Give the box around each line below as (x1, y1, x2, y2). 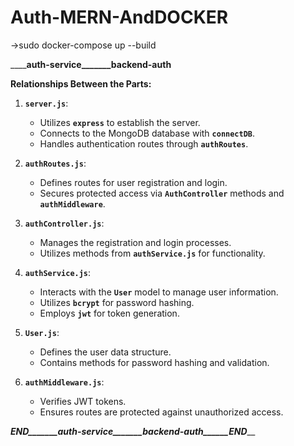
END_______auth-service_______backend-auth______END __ (10, 425, 256, 437)
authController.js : (24, 217, 105, 229)
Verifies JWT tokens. (39, 395, 127, 407)
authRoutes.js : (24, 157, 87, 169)
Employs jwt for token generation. (39, 307, 180, 319)
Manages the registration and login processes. (39, 236, 232, 248)
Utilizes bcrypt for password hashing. (39, 296, 195, 308)
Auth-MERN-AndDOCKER (10, 6, 229, 29)
